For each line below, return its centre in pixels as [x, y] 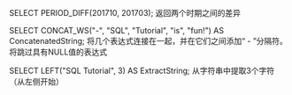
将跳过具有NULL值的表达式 [58, 52]
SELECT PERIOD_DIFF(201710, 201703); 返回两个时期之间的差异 [125, 13]
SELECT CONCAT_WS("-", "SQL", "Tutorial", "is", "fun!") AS [117, 30]
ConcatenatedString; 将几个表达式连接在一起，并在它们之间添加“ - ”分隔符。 [148, 41]
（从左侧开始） [36, 81]
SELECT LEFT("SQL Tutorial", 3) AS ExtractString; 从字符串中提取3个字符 [142, 70]
